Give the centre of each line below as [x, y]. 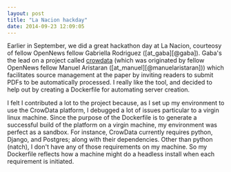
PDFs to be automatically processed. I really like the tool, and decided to [110, 83]
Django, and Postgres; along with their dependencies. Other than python [110, 140]
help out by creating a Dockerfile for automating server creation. [99, 89]
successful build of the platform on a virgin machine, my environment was [112, 125]
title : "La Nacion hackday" [48, 20]
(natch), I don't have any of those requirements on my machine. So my [107, 147]
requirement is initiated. [41, 162]
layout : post [26, 13]
